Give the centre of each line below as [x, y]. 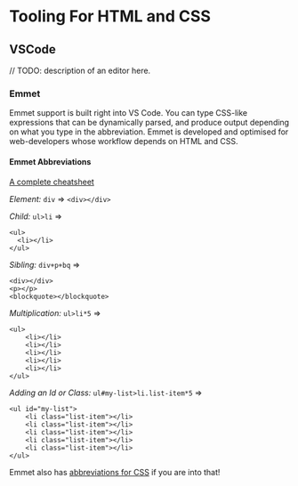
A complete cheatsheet [52, 182]
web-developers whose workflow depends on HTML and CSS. [124, 142]
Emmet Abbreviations [50, 161]
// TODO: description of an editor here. [80, 70]
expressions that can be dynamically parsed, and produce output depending [149, 123]
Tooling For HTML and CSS [110, 16]
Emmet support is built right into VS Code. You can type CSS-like [129, 113]
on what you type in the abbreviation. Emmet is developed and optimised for [149, 132]
